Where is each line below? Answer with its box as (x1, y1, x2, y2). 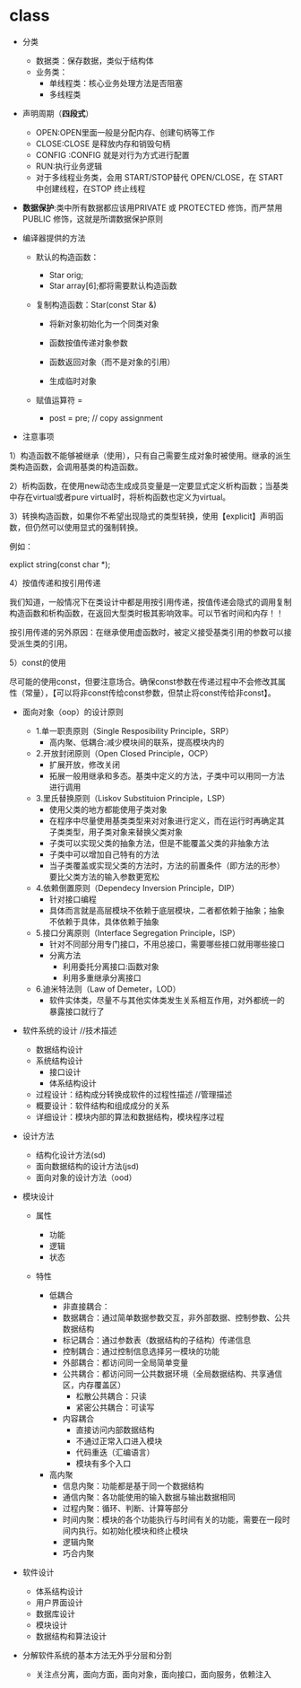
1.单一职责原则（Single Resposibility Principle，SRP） (35, 725, 235, 736)
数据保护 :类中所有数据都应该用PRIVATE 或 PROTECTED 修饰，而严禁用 (21, 202, 283, 213)
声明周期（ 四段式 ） (21, 108, 94, 118)
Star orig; (48, 269, 84, 280)
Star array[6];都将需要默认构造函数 (48, 280, 177, 291)
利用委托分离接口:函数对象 (62, 961, 159, 972)
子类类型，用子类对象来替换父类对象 (48, 827, 184, 837)
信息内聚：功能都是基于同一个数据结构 (62, 1480, 204, 1491)
